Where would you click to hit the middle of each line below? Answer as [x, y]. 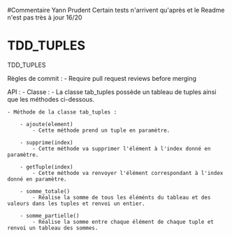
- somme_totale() [45, 191]
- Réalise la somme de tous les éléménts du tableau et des [122, 197]
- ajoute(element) [46, 124]
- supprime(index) [46, 142]
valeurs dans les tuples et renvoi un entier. [76, 204]
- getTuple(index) [46, 167]
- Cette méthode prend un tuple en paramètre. [101, 130]
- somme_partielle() [50, 215]
